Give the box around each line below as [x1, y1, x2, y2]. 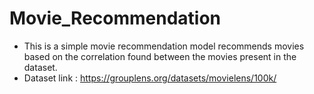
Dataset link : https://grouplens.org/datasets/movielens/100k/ [23, 72, 277, 84]
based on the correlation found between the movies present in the [23, 50, 297, 62]
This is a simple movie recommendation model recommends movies [23, 40, 305, 52]
